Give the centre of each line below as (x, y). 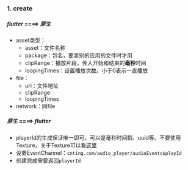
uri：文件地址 (42, 86)
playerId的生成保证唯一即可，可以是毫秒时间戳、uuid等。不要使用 (98, 137)
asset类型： (31, 40)
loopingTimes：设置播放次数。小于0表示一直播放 (86, 70)
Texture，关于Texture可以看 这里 (56, 145)
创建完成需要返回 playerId (48, 160)
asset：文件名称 (45, 47)
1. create (20, 8)
